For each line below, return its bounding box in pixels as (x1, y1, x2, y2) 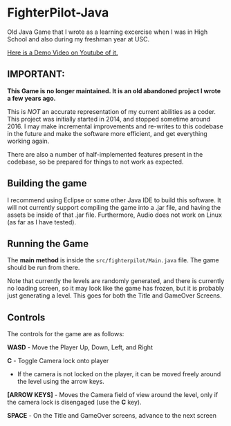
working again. (7, 137, 50, 145)
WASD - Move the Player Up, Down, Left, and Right (7, 343, 154, 351)
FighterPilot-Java (7, 5, 109, 21)
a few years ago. (7, 94, 56, 102)
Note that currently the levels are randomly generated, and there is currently (7, 277, 225, 285)
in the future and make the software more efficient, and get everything (7, 129, 207, 137)
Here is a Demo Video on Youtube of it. (7, 48, 118, 57)
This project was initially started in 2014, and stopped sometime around (7, 115, 211, 123)
